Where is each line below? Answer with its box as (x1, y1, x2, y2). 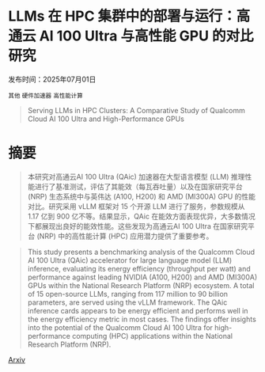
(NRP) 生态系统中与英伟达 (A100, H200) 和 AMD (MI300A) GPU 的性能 (27, 192, 256, 201)
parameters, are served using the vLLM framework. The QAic (27, 298, 228, 307)
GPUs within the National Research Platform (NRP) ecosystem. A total (27, 280, 255, 290)
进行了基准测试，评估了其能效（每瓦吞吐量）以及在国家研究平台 (34, 181, 243, 191)
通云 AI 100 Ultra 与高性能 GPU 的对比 (8, 27, 255, 45)
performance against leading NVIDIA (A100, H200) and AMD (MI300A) (27, 272, 258, 282)
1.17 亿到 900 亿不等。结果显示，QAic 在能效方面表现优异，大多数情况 (27, 211, 256, 221)
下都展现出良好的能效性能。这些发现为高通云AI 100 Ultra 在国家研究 (27, 221, 248, 230)
